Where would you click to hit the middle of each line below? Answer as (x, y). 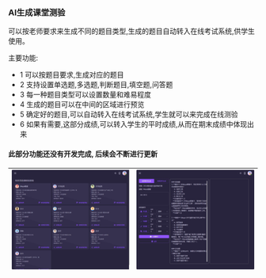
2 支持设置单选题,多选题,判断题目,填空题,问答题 (96, 85)
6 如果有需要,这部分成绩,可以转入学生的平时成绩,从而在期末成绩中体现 (133, 124)
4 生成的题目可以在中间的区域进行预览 (82, 105)
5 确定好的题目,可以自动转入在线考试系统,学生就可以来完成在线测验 (129, 114)
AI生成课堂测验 (37, 12)
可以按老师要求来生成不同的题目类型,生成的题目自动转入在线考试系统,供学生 (132, 31)
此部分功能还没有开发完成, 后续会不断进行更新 (83, 154)
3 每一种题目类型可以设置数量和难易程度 (85, 95)
